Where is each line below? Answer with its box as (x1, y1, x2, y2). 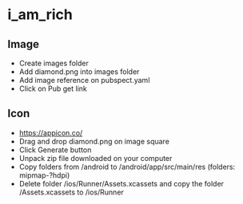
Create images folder (18, 58, 89, 68)
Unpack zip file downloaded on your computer (18, 153, 173, 163)
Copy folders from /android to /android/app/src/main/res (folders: (18, 162, 236, 171)
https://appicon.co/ (18, 127, 83, 137)
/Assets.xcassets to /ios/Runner (18, 187, 125, 197)
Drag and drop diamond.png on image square (18, 136, 169, 146)
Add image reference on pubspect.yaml (18, 76, 150, 84)
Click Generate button (18, 145, 92, 155)
